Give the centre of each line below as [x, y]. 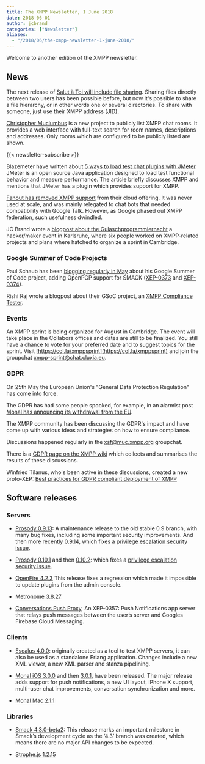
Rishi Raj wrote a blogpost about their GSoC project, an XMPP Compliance [100, 296]
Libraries [20, 716]
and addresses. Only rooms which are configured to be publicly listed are [99, 136]
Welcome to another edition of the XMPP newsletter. [72, 58]
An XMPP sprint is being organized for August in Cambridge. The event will [101, 332]
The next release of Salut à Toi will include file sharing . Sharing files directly [102, 92]
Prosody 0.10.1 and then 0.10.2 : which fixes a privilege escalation [96, 560]
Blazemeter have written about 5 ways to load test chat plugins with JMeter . [102, 166]
